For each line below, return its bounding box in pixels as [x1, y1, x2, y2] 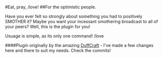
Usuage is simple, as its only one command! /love [5, 33, 104, 39]
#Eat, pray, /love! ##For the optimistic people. [5, 4, 96, 10]
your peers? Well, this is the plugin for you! [5, 24, 91, 29]
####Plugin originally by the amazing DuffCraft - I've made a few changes [5, 43, 154, 48]
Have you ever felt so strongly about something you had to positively [5, 14, 143, 19]
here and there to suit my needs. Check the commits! [5, 48, 111, 53]
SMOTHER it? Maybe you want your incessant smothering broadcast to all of [5, 19, 158, 24]
